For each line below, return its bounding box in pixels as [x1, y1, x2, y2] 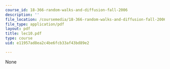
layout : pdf [5, 26, 30, 31]
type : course [5, 36, 33, 41]
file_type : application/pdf [5, 21, 65, 27]
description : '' [5, 12, 39, 17]
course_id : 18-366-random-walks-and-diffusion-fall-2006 [5, 7, 128, 13]
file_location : [5, 17, 37, 22]
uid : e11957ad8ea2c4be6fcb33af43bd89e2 [5, 41, 90, 46]
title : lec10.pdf [5, 31, 42, 36]
